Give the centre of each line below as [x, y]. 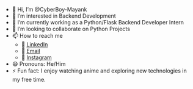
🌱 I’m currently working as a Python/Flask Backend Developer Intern [98, 22]
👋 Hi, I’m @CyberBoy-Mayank [49, 9]
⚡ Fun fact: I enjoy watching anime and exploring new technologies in [100, 71]
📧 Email [31, 51]
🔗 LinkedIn [35, 44]
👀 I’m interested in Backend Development [64, 16]
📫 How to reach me [37, 36]
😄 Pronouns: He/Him [39, 64]
